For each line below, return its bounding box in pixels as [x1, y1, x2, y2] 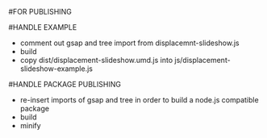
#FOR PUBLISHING [8, 7, 73, 16]
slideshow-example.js [19, 64, 93, 73]
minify [19, 121, 42, 130]
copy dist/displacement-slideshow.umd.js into [19, 56, 173, 65]
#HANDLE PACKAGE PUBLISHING [8, 80, 121, 89]
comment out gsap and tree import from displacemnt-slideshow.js [19, 38, 240, 48]
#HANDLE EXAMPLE [8, 23, 77, 31]
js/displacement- [174, 56, 232, 65]
